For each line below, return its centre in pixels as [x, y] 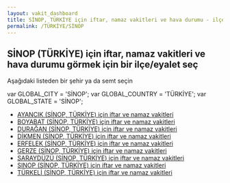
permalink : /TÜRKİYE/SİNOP [46, 26]
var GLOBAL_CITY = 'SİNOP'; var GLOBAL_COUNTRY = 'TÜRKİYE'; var [107, 94]
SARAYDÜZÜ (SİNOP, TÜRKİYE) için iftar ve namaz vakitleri [101, 158]
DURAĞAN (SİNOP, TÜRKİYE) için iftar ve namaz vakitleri [97, 129]
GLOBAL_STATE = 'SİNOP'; [45, 101]
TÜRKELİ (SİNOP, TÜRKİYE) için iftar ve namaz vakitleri [94, 173]
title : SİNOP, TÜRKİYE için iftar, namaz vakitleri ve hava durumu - [108, 20]
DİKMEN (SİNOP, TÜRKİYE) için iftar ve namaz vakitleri [94, 137]
